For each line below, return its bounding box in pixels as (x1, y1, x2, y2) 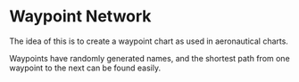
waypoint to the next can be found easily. (9, 62, 162, 73)
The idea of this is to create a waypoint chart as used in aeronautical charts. (9, 36, 288, 46)
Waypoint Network (9, 6, 152, 27)
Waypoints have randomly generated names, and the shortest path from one (9, 53, 290, 63)
